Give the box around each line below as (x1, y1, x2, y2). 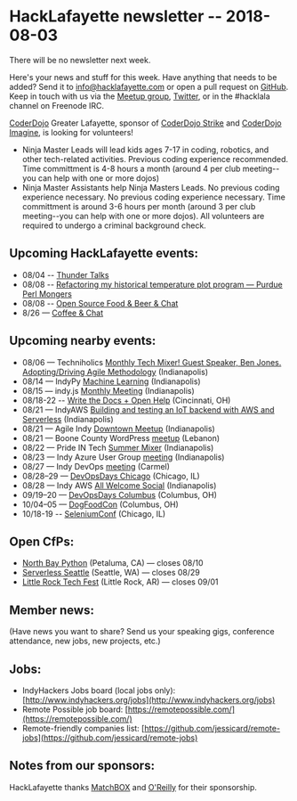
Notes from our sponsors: (9, 758, 156, 773)
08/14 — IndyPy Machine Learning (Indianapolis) (21, 376, 202, 387)
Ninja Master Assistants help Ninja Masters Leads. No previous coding (21, 182, 280, 192)
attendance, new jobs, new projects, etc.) (9, 635, 162, 647)
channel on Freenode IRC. (9, 100, 105, 110)
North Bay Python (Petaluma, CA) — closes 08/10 (21, 558, 204, 568)
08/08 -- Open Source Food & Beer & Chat (21, 298, 179, 308)
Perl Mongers (21, 288, 73, 299)
